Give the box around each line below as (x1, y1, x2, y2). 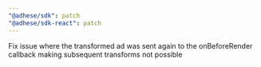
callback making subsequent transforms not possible (8, 49, 183, 59)
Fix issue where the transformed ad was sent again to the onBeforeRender (8, 41, 253, 50)
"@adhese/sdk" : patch (8, 11, 81, 20)
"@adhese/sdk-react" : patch (8, 19, 102, 27)
